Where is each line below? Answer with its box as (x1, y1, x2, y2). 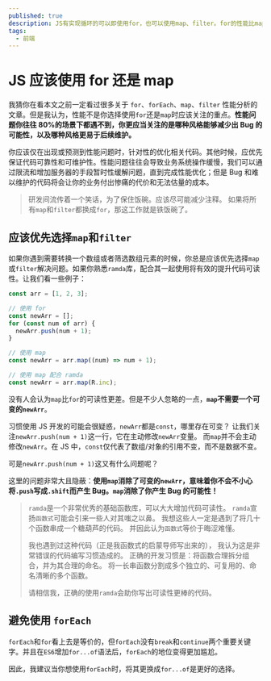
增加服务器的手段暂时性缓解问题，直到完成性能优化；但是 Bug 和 (35, 167, 252, 178)
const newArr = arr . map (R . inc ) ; (8, 378, 117, 386)
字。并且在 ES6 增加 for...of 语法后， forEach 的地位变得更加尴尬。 (8, 646, 222, 656)
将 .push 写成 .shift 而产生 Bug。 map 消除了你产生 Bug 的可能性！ (8, 486, 219, 495)
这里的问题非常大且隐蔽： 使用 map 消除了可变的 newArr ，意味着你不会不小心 (8, 475, 253, 485)
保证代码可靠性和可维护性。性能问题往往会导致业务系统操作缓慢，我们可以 (8, 157, 256, 167)
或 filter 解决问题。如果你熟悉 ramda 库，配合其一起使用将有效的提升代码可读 (8, 264, 261, 273)
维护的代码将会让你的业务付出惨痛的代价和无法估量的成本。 (15, 178, 214, 187)
